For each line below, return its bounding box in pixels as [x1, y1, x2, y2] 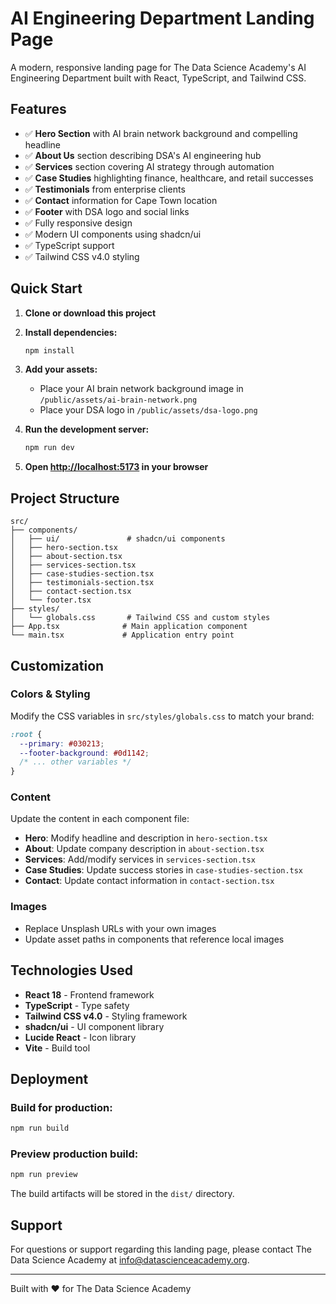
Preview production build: [10, 1147, 139, 1161]
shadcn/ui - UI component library [24, 1020, 165, 1032]
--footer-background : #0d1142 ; [19, 748, 150, 758]
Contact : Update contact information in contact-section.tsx [24, 875, 275, 887]
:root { [10, 729, 43, 739]
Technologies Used [10, 962, 133, 979]
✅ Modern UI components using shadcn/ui [24, 228, 202, 240]
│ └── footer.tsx [10, 595, 92, 606]
